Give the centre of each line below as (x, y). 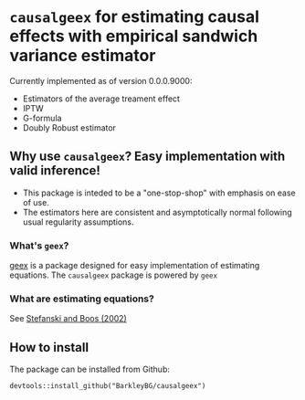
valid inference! (55, 171)
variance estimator (83, 56)
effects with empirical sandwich (134, 36)
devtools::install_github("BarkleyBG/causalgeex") (108, 386)
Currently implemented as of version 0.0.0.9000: (101, 80)
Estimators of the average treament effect (101, 99)
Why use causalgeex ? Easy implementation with (147, 157)
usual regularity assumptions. (78, 222)
